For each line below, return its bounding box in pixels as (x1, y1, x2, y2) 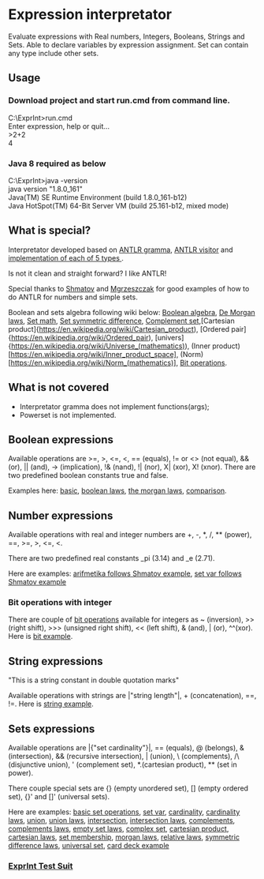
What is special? (8, 224, 91, 238)
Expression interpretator (8, 6, 173, 24)
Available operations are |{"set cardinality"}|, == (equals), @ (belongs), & (8, 743, 244, 753)
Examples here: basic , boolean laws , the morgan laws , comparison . (8, 486, 227, 495)
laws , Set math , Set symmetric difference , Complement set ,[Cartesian (8, 316, 235, 325)
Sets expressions (8, 722, 95, 735)
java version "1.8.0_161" (8, 184, 83, 193)
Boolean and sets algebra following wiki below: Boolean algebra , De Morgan (8, 307, 256, 317)
